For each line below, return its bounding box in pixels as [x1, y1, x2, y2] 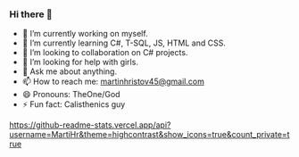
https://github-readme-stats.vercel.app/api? [9, 120, 171, 130]
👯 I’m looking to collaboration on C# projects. [21, 47, 188, 58]
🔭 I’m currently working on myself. [21, 29, 149, 39]
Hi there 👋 [9, 8, 54, 21]
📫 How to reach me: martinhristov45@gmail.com [21, 76, 205, 87]
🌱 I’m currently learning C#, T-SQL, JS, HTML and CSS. [21, 37, 226, 48]
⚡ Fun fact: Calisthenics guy [21, 99, 126, 110]
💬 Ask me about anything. [21, 66, 118, 77]
